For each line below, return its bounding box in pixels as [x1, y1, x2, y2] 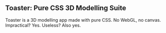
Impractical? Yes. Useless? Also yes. [5, 22, 81, 28]
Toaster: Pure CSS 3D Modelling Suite [5, 4, 126, 12]
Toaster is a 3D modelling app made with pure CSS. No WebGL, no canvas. [5, 17, 161, 23]
